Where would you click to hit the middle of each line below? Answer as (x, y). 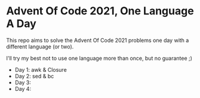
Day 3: (23, 82)
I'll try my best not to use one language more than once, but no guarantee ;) (99, 58)
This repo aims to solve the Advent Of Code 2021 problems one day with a (98, 40)
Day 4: (23, 88)
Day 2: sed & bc (34, 76)
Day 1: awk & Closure (41, 69)
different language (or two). (40, 47)
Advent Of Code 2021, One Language (100, 11)
